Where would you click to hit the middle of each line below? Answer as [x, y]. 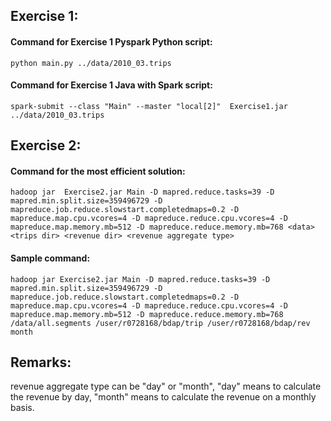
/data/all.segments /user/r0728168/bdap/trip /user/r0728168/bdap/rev [160, 323]
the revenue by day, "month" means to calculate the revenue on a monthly [163, 397]
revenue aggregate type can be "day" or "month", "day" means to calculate [166, 386]
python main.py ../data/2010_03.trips [91, 63]
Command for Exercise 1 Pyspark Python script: [111, 41]
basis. [22, 408]
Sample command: [50, 258]
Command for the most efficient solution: [98, 171]
